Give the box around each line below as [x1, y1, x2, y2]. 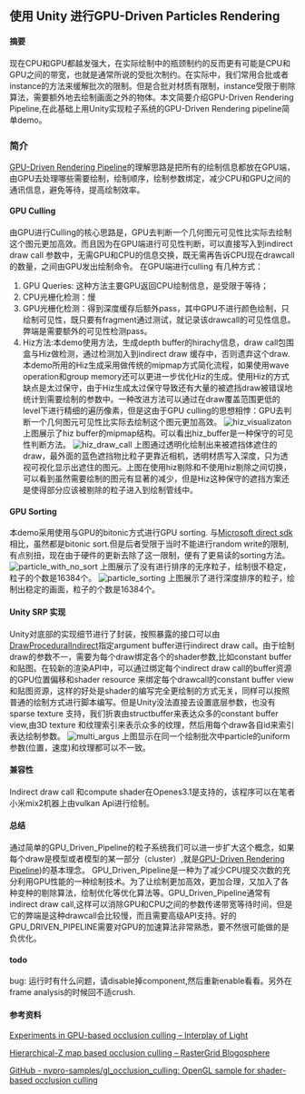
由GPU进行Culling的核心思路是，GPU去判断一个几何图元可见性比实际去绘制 [9, 227, 292, 238]
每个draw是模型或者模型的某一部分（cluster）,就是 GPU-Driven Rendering [9, 853, 285, 864]
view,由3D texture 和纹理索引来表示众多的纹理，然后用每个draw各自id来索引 [9, 719, 295, 730]
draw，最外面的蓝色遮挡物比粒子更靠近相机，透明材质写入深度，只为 [22, 450, 280, 461]
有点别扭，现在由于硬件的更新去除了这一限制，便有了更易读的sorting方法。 [9, 550, 290, 561]
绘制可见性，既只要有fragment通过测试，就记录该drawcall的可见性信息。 [22, 314, 296, 325]
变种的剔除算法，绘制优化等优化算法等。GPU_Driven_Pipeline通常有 [16, 887, 271, 898]
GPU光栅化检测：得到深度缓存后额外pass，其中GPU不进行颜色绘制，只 [22, 303, 290, 314]
